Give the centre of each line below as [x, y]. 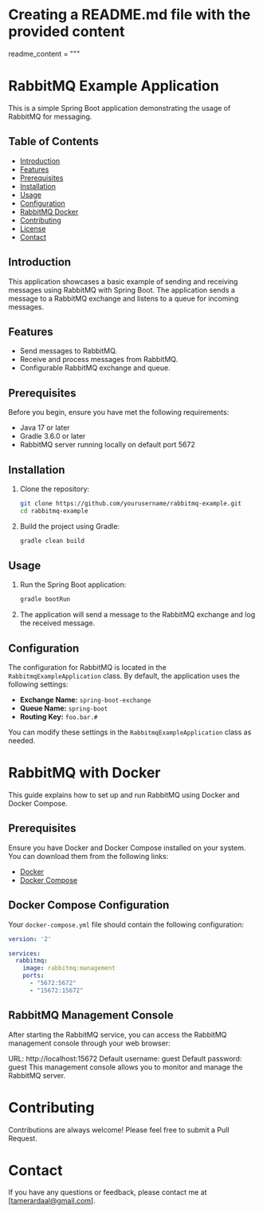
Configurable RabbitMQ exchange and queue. [95, 368]
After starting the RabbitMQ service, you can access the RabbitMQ [118, 1034]
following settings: [39, 684]
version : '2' [30, 939]
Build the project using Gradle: [70, 526]
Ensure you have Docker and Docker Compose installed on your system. [127, 848]
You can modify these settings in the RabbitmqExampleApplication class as [130, 732]
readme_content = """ [44, 53]
